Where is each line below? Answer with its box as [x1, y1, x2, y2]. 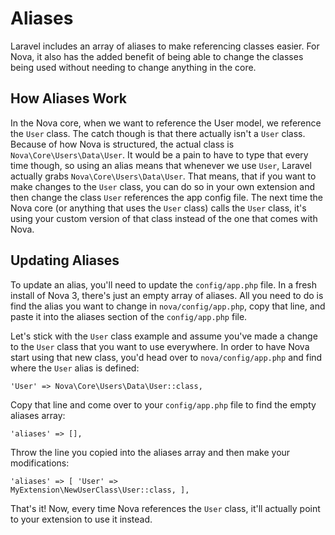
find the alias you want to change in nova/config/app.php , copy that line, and [10, 300, 326, 312]
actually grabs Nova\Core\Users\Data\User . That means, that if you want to [10, 170, 317, 182]
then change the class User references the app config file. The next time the [10, 191, 323, 203]
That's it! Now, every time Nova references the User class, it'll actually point [10, 502, 321, 514]
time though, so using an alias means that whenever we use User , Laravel [10, 159, 312, 171]
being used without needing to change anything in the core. [10, 61, 257, 73]
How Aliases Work [10, 90, 128, 107]
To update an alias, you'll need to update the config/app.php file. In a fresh [10, 278, 317, 291]
